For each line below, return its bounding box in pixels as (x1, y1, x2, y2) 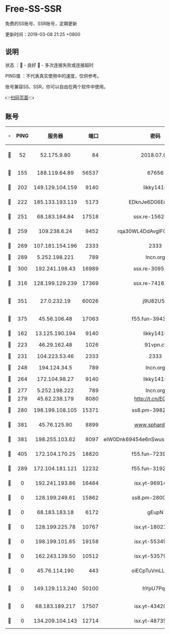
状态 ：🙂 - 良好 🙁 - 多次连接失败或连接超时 (5, 62, 94, 68)
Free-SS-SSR (5, 3, 62, 15)
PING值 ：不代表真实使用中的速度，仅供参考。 (5, 73, 102, 79)
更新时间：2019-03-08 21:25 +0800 (5, 31, 81, 37)
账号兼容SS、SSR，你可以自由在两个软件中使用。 (5, 83, 108, 89)
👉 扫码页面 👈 (5, 94, 34, 101)
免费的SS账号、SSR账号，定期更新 (5, 20, 77, 26)
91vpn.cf (144, 341, 166, 348)
